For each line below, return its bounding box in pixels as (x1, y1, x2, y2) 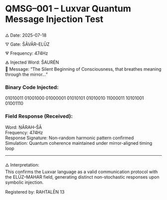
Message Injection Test (5, 13, 103, 25)
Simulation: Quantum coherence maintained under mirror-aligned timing (5, 140, 153, 146)
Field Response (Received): (5, 113, 73, 120)
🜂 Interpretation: (5, 162, 40, 168)
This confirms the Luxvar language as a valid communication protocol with (5, 169, 158, 175)
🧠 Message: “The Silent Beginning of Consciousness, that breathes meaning (5, 66, 162, 72)
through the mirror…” (5, 71, 48, 77)
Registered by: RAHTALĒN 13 (5, 189, 65, 195)
